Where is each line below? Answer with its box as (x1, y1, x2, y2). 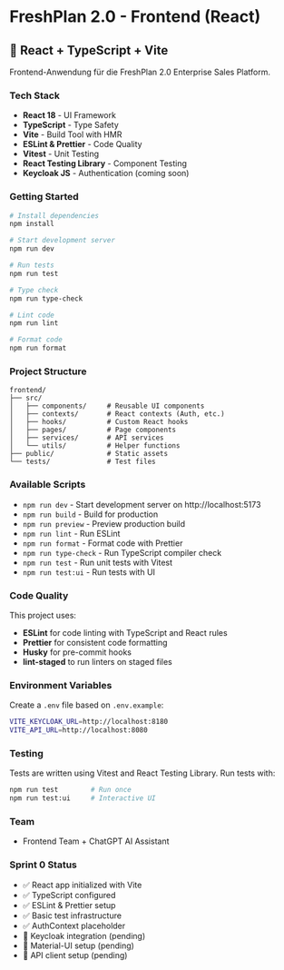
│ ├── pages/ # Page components (9, 425, 177, 435)
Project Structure (9, 365, 87, 378)
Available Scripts (9, 479, 86, 491)
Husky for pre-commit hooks (22, 647, 132, 658)
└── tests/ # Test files (9, 457, 156, 467)
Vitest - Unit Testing (22, 148, 100, 160)
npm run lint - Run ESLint (22, 528, 121, 539)
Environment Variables (9, 678, 113, 691)
